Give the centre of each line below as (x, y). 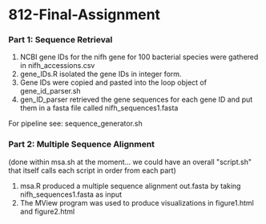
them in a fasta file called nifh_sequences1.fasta (99, 108)
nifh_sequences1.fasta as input (71, 194)
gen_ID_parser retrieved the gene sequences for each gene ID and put (136, 100)
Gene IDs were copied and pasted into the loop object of (113, 82)
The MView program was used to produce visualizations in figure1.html (137, 202)
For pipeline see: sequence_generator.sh (75, 124)
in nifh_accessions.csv (57, 66)
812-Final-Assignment (85, 15)
